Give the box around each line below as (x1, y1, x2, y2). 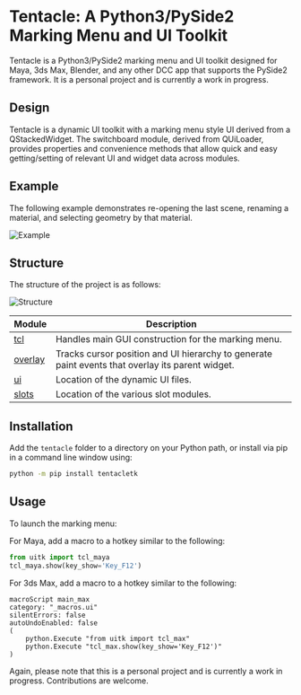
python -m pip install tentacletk (9, 470, 139, 479)
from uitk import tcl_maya (9, 552, 110, 562)
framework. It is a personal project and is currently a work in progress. (9, 74, 269, 84)
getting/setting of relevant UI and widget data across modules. (9, 153, 240, 163)
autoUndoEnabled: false (9, 618, 99, 628)
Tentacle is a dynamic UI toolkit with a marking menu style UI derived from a (9, 124, 291, 135)
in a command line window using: (9, 452, 133, 463)
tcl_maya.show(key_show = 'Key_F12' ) (9, 561, 142, 570)
